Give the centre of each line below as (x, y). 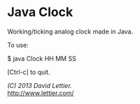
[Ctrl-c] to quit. (29, 72)
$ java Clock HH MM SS (42, 58)
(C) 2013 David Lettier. (40, 85)
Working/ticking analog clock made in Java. (70, 31)
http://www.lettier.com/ (41, 93)
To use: (18, 45)
